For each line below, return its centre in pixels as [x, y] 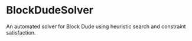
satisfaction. [21, 32]
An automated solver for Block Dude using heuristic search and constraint [96, 26]
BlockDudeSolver [50, 10]
